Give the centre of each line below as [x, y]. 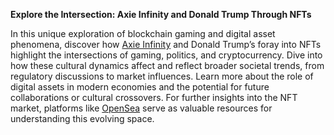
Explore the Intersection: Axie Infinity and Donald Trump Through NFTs [161, 14]
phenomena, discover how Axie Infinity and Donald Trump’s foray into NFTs [166, 44]
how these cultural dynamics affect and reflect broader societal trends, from [167, 65]
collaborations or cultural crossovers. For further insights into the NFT [154, 97]
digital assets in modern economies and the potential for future [140, 87]
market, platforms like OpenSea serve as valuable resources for [141, 108]
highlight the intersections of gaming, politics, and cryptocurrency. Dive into [166, 55]
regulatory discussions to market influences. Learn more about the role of [162, 76]
